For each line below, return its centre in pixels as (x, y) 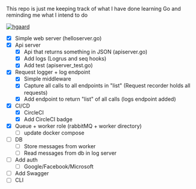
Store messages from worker (60, 146)
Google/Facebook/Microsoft (59, 167)
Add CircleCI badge (48, 119)
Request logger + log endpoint (52, 72)
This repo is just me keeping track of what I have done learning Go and (94, 9)
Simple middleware (47, 79)
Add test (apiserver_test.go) (58, 65)
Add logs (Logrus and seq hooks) (65, 59)
